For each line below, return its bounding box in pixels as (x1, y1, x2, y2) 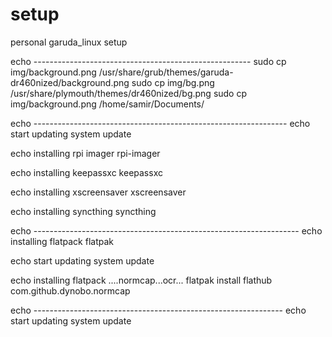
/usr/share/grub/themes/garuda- (98, 66, 234, 78)
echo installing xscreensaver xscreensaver (10, 186, 187, 198)
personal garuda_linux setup (10, 36, 128, 48)
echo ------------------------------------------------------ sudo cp (10, 55, 287, 67)
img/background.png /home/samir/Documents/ (10, 98, 205, 110)
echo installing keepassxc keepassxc (10, 166, 163, 178)
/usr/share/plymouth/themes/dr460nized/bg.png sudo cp (10, 87, 248, 99)
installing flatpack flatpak (10, 235, 114, 247)
